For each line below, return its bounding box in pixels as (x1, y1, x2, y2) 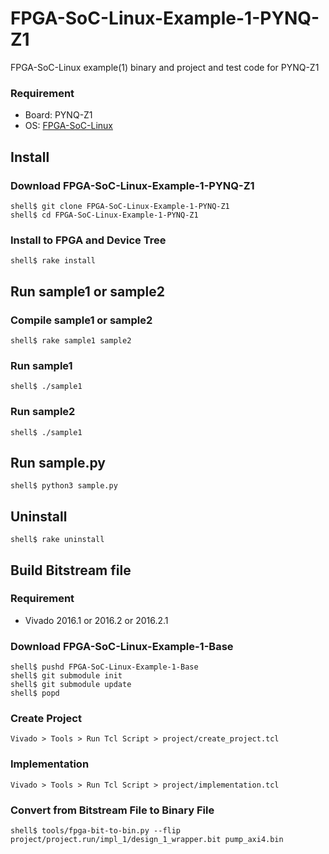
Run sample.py (10, 454, 106, 471)
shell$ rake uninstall (10, 535, 105, 545)
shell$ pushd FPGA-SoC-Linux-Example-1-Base (10, 662, 199, 672)
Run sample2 (10, 405, 76, 419)
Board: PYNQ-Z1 (24, 109, 93, 121)
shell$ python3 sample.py (10, 481, 118, 491)
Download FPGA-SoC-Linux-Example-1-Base (10, 639, 234, 653)
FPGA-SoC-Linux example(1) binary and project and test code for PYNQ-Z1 (10, 61, 320, 73)
